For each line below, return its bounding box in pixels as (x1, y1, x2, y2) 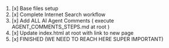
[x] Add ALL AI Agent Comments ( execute (11, 17, 114, 24)
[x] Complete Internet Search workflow (11, 11, 106, 18)
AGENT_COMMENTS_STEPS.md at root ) (11, 23, 110, 30)
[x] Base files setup (11, 5, 58, 12)
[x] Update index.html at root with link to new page (11, 29, 134, 36)
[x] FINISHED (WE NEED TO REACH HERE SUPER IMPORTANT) (11, 36, 164, 42)
